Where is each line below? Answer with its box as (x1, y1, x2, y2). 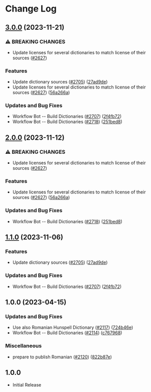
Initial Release (12, 381, 42, 387)
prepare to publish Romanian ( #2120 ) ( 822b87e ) (12, 354, 112, 360)
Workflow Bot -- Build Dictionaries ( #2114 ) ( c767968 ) (12, 330, 122, 336)
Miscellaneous (5, 342, 42, 349)
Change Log (5, 3, 57, 15)
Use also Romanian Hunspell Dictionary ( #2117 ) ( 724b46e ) (12, 325, 133, 331)
